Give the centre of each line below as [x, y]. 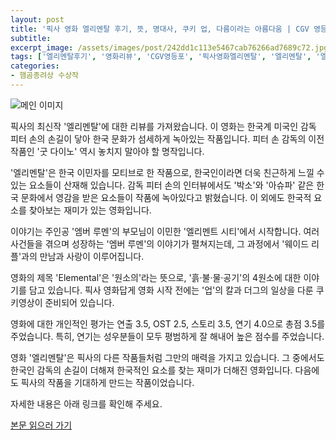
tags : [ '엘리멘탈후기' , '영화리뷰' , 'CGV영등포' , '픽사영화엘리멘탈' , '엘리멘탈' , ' [165, 57]
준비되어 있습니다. [79, 302]
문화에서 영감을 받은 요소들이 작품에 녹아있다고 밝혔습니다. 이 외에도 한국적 [166, 197]
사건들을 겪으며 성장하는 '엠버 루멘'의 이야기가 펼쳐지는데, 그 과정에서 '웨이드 [160, 243]
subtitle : [31, 38]
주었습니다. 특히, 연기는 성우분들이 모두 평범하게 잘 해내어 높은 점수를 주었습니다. [167, 336]
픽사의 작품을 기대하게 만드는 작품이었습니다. [107, 382]
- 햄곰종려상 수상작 [45, 76]
